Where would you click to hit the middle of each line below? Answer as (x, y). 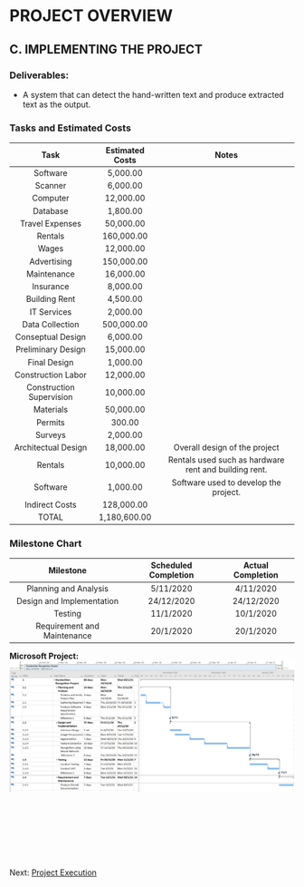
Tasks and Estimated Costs (70, 128)
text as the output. (57, 104)
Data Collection (51, 324)
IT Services (51, 312)
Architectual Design (51, 448)
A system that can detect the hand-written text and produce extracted (153, 94)
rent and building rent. (226, 470)
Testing (67, 614)
